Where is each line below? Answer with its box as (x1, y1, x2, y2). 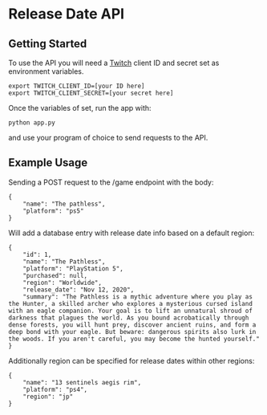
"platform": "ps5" (22, 206, 84, 215)
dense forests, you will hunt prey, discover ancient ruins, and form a (8, 320, 257, 329)
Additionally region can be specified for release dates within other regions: (8, 356, 255, 365)
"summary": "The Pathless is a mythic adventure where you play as (22, 292, 253, 301)
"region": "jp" (22, 393, 74, 401)
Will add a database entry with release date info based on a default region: (8, 228, 255, 238)
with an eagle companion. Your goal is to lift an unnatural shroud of (8, 307, 253, 315)
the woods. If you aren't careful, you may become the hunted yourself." (8, 335, 261, 343)
